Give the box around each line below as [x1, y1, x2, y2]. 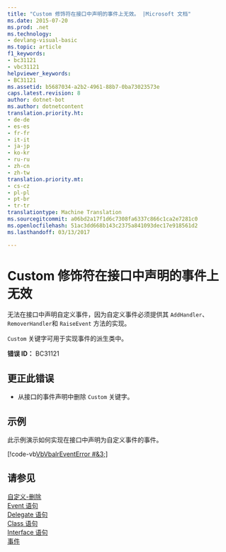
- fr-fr [7, 129, 30, 137]
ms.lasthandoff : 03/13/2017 [7, 228, 91, 235]
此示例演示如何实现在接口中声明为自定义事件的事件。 [7, 435, 163, 445]
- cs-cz [7, 182, 30, 189]
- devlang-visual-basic [7, 37, 78, 44]
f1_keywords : [7, 51, 46, 58]
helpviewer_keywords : [7, 70, 72, 77]
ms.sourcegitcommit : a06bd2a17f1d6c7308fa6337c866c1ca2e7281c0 [7, 216, 198, 223]
